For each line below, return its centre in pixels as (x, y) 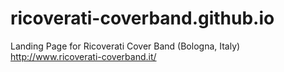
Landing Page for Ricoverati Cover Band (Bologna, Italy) (125, 46)
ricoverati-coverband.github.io (142, 18)
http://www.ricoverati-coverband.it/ (83, 56)
